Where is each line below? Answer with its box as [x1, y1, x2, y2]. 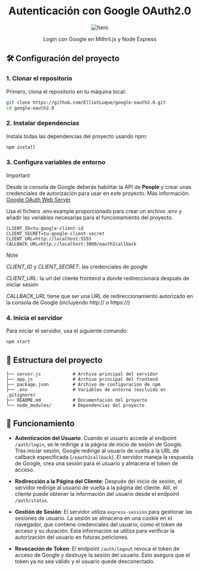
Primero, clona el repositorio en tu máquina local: [6, 88, 127, 95]
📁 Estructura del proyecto [6, 355, 103, 365]
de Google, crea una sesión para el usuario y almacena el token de [14, 460, 178, 467]
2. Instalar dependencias [6, 119, 80, 128]
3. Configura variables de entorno [6, 158, 106, 166]
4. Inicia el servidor [6, 314, 63, 322]
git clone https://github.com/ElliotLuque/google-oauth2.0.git [6, 100, 166, 105]
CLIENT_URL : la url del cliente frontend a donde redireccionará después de [6, 274, 189, 281]
